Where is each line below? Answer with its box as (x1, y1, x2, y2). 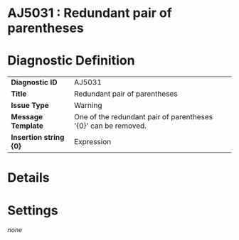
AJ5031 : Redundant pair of (7, 5, 172, 21)
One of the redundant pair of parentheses (73, 112, 213, 122)
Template (11, 121, 44, 131)
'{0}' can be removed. (73, 121, 147, 131)
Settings (7, 202, 58, 218)
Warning (73, 101, 102, 111)
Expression (73, 137, 112, 147)
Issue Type (11, 101, 50, 111)
